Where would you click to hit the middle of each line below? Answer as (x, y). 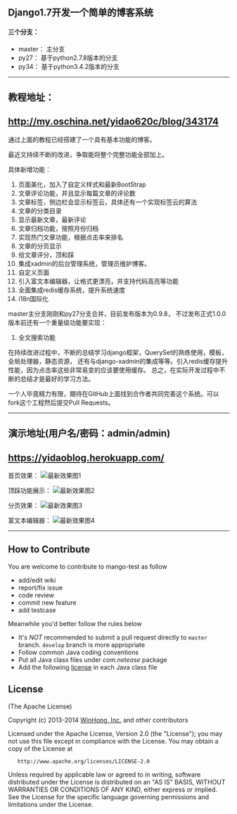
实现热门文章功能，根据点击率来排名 (71, 237)
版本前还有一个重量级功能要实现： (57, 322)
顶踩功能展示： (30, 490)
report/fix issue (40, 587)
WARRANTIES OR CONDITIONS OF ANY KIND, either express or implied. (113, 789)
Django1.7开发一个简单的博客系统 (81, 13)
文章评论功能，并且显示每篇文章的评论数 (77, 193)
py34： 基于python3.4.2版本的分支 (69, 66)
